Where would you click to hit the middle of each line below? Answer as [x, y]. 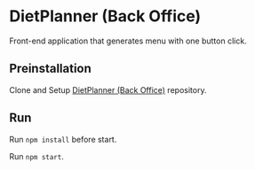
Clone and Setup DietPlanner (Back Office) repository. [108, 89]
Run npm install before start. [63, 139]
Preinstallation [50, 69]
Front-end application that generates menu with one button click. [128, 41]
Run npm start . [36, 156]
